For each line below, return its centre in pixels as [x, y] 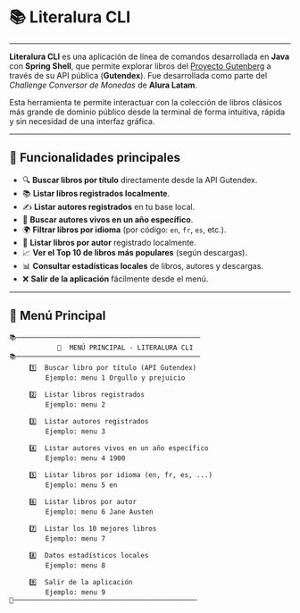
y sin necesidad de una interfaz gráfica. [82, 121]
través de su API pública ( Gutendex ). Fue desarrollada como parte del [138, 75]
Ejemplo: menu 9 [75, 592]
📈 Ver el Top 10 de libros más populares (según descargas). [135, 252]
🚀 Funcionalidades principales [95, 158]
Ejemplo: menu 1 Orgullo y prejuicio [115, 378]
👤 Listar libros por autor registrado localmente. [109, 242]
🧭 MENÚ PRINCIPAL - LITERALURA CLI [125, 348]
